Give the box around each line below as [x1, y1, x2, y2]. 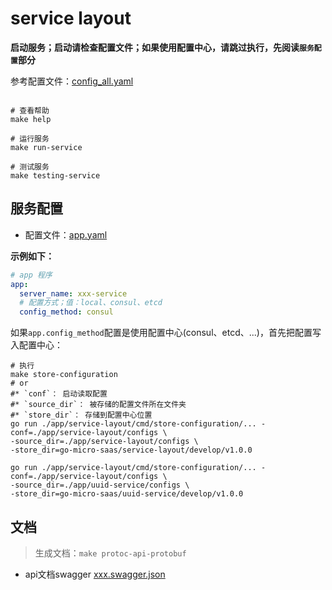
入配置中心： [10, 339, 63, 351]
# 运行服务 [10, 133, 50, 144]
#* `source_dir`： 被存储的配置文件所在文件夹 [10, 400, 187, 410]
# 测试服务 [10, 162, 50, 172]
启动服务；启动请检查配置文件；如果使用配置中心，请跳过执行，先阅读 [10, 41, 300, 53]
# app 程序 [10, 270, 53, 280]
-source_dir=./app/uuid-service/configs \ [10, 480, 190, 491]
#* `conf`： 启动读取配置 [10, 389, 108, 399]
